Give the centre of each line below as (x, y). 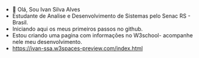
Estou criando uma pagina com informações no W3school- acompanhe (103, 35)
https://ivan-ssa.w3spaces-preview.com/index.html (77, 48)
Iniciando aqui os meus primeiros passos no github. (77, 29)
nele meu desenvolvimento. (47, 42)
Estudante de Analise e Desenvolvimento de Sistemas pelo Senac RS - (101, 16)
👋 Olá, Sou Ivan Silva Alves (46, 9)
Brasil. (20, 22)
